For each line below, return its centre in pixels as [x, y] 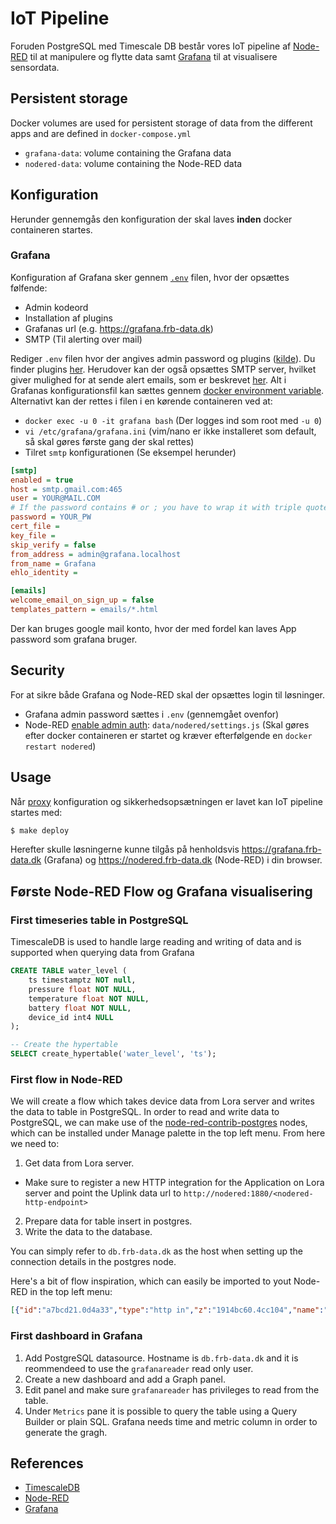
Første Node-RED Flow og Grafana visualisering [161, 891]
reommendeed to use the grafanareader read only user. [139, 1368]
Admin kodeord [56, 307]
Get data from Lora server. [79, 1163]
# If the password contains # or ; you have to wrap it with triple [156, 508]
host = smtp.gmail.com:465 [66, 489]
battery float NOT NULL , [80, 1008]
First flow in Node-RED [66, 1079]
